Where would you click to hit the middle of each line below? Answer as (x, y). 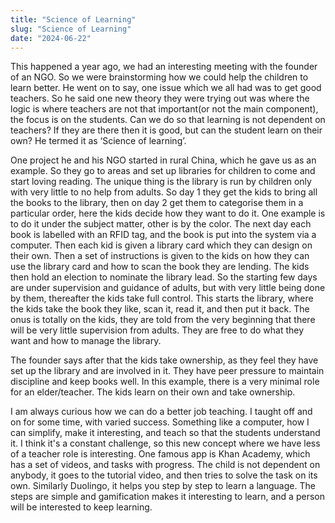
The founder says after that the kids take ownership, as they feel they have (164, 360)
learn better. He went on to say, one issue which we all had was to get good (166, 88)
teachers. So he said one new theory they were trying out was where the (160, 98)
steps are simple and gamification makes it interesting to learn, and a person (167, 497)
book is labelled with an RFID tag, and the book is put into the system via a (163, 235)
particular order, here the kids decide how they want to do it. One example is (168, 213)
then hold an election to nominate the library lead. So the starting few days (164, 277)
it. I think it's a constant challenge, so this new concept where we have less (165, 443)
